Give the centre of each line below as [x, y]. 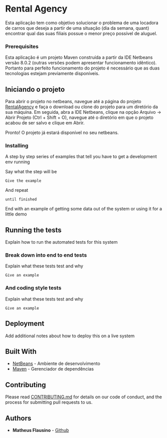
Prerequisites [22, 46]
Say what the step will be [31, 172]
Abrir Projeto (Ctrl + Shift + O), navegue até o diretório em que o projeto [79, 118]
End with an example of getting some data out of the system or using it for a [83, 209]
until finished [21, 199]
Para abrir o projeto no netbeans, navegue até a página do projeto [73, 102]
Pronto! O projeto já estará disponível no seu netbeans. [62, 133]
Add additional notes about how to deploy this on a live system [70, 336]
